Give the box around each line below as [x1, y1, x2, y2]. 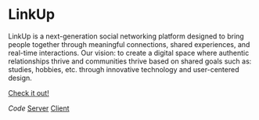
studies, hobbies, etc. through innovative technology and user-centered [8, 64, 239, 74]
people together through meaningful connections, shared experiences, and [8, 39, 250, 49]
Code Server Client [8, 104, 70, 113]
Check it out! [8, 88, 49, 97]
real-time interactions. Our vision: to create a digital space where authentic [8, 48, 250, 57]
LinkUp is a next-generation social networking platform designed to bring [8, 31, 244, 41]
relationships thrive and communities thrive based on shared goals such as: [8, 56, 252, 66]
